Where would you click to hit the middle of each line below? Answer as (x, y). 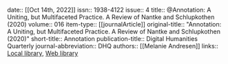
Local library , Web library (43, 53)
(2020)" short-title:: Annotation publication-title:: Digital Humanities (103, 39)
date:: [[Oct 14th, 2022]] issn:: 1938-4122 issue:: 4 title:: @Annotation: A (109, 10)
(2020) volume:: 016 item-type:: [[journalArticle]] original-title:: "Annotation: (114, 24)
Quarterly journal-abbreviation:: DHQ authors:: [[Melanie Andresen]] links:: (113, 46)
